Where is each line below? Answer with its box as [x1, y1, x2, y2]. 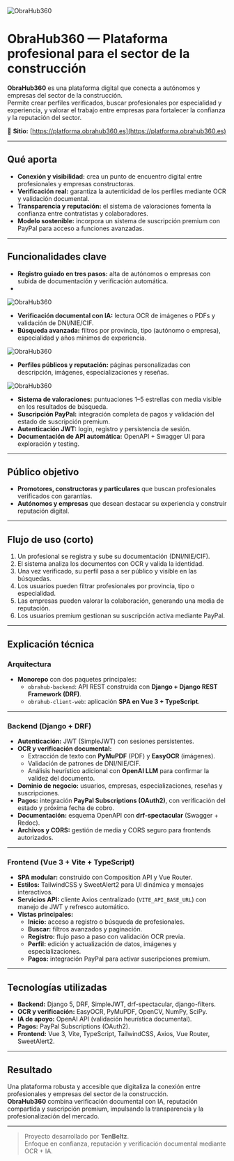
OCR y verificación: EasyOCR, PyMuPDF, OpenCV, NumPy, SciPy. [17, 1008, 208, 1016]
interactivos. [17, 888, 54, 897]
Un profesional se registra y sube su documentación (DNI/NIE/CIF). [17, 552, 210, 561]
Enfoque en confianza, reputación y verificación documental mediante [24, 1139, 226, 1148]
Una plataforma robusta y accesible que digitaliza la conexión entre [7, 1082, 201, 1091]
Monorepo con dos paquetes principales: [17, 675, 137, 683]
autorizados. [17, 834, 54, 842]
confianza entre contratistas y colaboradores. [17, 209, 148, 218]
